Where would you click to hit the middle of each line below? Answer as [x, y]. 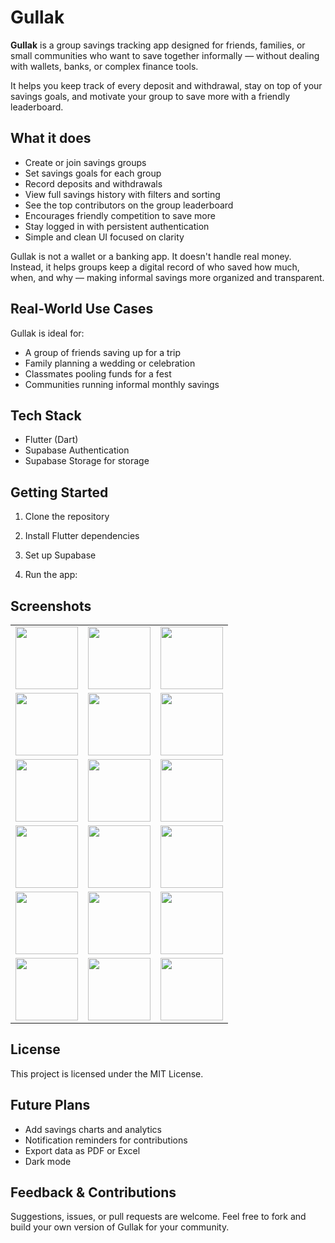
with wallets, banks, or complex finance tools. [104, 66]
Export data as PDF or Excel [82, 1150]
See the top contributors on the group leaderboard [129, 205]
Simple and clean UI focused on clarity [104, 237]
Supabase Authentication [77, 450]
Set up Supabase [60, 555]
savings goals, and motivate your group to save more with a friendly [150, 96]
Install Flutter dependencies [82, 536]
